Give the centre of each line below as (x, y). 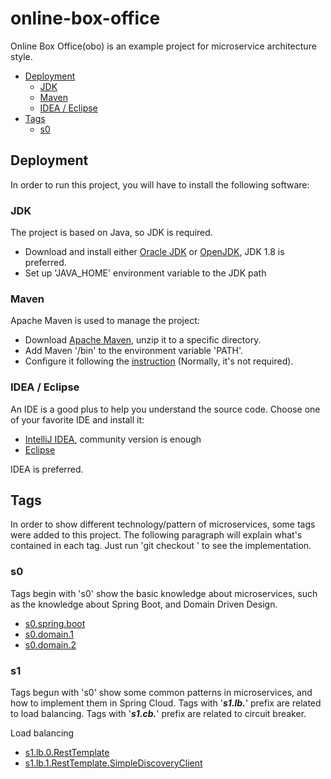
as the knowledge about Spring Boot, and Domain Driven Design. (144, 604)
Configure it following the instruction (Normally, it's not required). (159, 361)
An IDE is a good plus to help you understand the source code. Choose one (165, 409)
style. (21, 56)
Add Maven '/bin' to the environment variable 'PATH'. (134, 351)
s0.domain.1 (49, 634)
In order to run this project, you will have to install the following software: (160, 184)
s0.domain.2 (50, 644)
